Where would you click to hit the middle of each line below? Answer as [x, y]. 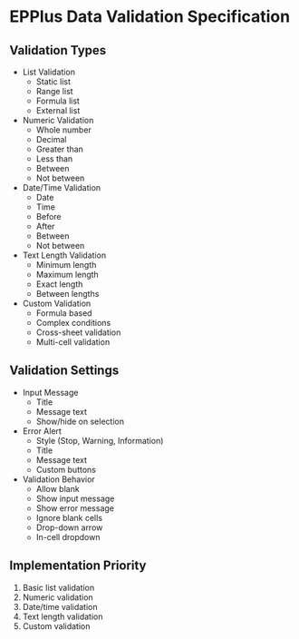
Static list [53, 82]
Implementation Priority [78, 566]
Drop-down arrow [69, 527]
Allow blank [58, 488]
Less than [54, 159]
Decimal [51, 139]
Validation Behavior [58, 479]
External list [58, 110]
